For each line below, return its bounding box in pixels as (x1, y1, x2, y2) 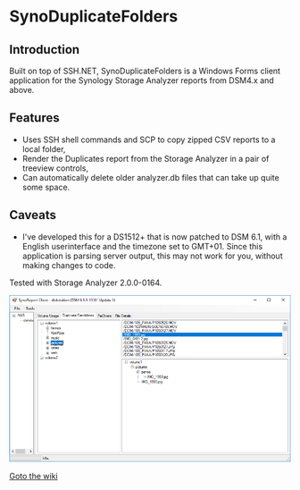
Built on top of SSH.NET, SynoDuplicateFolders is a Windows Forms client (9, 65, 281, 76)
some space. (21, 182, 71, 192)
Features (9, 110, 60, 126)
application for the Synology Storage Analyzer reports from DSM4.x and (9, 75, 274, 86)
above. (9, 85, 35, 95)
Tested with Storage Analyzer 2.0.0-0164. (9, 277, 162, 288)
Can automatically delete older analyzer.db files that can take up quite (21, 172, 279, 182)
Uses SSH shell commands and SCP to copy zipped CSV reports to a (21, 134, 276, 145)
